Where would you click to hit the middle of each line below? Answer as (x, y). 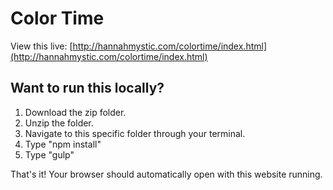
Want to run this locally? (87, 88)
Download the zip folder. (75, 112)
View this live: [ (41, 46)
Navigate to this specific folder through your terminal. (135, 133)
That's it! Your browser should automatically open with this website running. (166, 174)
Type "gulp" (49, 154)
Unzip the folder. (59, 123)
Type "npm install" (63, 144)
